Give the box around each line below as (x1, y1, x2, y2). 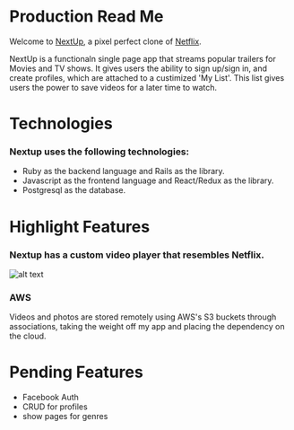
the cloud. (9, 330, 47, 342)
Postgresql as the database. (22, 185, 126, 196)
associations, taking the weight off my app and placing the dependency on (9, 321, 285, 332)
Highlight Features (9, 216, 151, 237)
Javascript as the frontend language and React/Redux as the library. (22, 175, 274, 186)
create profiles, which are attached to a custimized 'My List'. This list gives (9, 72, 285, 83)
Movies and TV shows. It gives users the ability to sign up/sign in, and (9, 63, 267, 74)
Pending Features (9, 362, 143, 382)
